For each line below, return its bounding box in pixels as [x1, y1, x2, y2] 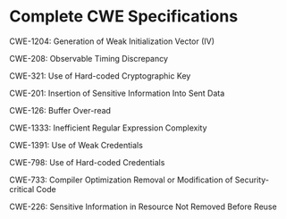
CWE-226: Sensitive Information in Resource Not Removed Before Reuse [9, 201, 277, 212]
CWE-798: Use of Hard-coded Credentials [9, 156, 165, 167]
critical [9, 183, 35, 194]
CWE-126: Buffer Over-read [9, 105, 112, 115]
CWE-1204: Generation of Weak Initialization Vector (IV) [9, 36, 215, 46]
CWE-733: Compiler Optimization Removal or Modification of [9, 174, 233, 185]
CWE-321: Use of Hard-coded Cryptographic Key [9, 70, 191, 81]
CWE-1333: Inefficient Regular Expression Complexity [9, 122, 207, 133]
